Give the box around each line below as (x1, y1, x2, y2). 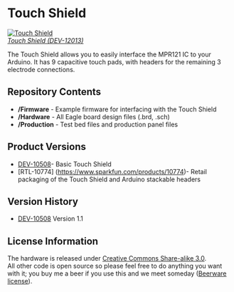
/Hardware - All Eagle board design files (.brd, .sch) (17, 112, 171, 121)
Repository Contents (7, 86, 102, 98)
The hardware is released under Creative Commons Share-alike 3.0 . (7, 254, 207, 263)
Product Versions (7, 141, 87, 153)
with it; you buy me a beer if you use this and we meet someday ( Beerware (7, 269, 227, 278)
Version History (7, 195, 78, 208)
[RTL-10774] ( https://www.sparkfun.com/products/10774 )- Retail (17, 167, 208, 176)
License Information (7, 235, 98, 247)
